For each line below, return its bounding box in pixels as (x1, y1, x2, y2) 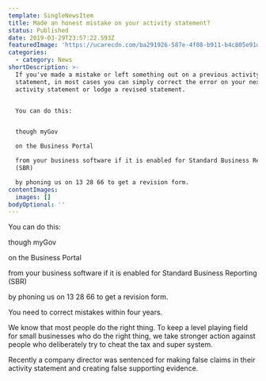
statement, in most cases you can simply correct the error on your (15, 78, 246, 86)
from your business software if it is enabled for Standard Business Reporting (8, 268, 257, 278)
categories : (8, 48, 47, 56)
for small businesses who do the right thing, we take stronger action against (8, 331, 256, 341)
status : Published (8, 26, 69, 34)
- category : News (15, 56, 73, 64)
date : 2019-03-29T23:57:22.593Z (8, 33, 115, 42)
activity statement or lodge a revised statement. (15, 85, 186, 94)
